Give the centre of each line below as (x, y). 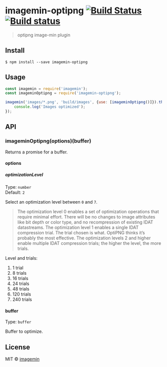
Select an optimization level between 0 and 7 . (51, 202)
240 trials (22, 299)
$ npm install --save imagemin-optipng (46, 62)
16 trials (20, 279)
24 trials (21, 284)
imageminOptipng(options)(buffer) (48, 141)
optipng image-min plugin (44, 35)
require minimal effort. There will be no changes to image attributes (86, 217)
